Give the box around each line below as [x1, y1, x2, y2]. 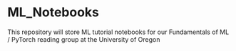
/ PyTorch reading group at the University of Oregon [7, 35, 160, 43]
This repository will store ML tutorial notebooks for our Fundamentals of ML [7, 28, 230, 36]
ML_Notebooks [7, 4, 100, 21]
